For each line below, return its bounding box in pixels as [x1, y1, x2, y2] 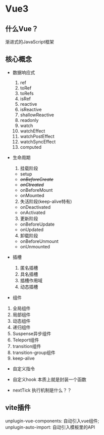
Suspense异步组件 [12, 330, 51, 336]
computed [20, 144, 42, 150]
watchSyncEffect [20, 139, 56, 145]
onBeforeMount [20, 187, 53, 193]
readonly [20, 117, 39, 123]
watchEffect [20, 127, 45, 134]
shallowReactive [20, 112, 55, 118]
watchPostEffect [20, 133, 55, 139]
